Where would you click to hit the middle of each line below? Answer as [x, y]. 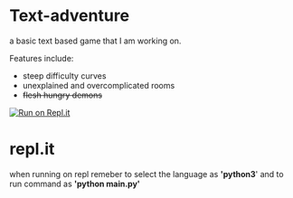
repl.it [32, 149]
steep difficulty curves [64, 75]
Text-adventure [69, 16]
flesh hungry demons [62, 95]
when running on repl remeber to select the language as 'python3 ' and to [146, 174]
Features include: [42, 58]
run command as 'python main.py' [75, 184]
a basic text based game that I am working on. [95, 41]
